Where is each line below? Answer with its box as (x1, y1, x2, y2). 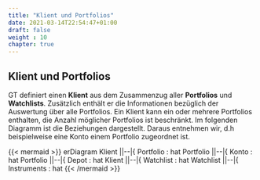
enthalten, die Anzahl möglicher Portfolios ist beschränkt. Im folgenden (8, 115, 238, 124)
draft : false (8, 26, 51, 34)
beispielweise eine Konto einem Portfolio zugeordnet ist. (8, 131, 191, 141)
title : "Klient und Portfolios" (8, 11, 114, 20)
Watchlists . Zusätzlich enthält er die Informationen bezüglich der (8, 99, 219, 108)
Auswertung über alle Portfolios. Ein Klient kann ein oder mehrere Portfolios (8, 106, 253, 116)
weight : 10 (8, 33, 47, 41)
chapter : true (8, 41, 55, 49)
